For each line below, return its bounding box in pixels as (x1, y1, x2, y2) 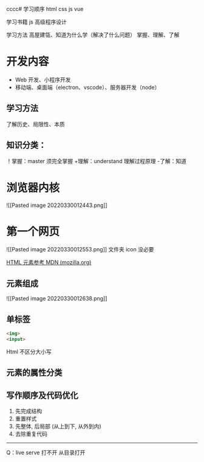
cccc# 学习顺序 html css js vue (6, 5, 84, 12)
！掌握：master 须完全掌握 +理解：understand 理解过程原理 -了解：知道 (6, 157, 187, 164)
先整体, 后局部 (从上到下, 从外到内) (15, 422, 101, 430)
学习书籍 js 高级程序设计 (6, 18, 67, 26)
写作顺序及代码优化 (6, 390, 78, 401)
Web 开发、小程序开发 (15, 75, 71, 83)
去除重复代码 (15, 430, 47, 438)
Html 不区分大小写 (6, 348, 52, 355)
